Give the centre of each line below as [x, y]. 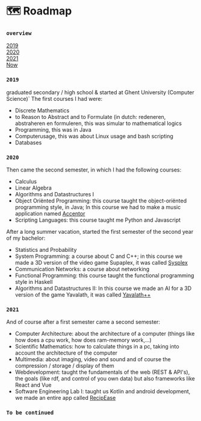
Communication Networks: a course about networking [82, 269]
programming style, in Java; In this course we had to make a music [98, 207]
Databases [28, 143]
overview [19, 34]
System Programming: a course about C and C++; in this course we [99, 256]
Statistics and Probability [46, 250]
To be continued [30, 413]
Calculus [26, 182]
